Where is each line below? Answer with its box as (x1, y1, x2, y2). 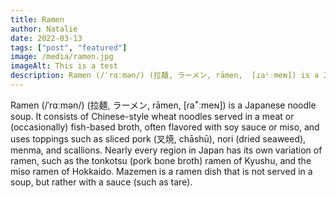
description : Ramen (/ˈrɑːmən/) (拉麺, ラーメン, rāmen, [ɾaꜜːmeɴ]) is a (10, 71, 320, 81)
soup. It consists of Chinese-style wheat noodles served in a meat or (10, 110, 295, 122)
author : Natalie (10, 24, 78, 34)
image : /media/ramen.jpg (10, 52, 114, 62)
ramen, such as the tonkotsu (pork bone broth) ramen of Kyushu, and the (10, 154, 312, 166)
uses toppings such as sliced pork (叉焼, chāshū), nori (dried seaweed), (10, 132, 307, 145)
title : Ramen (10, 14, 65, 25)
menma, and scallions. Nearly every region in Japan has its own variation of (10, 144, 323, 156)
